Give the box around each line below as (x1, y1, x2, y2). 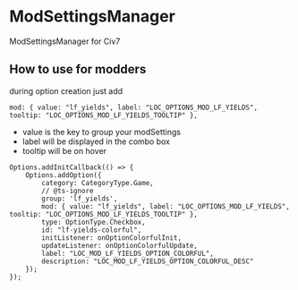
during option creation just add (9, 85, 123, 96)
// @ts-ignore (41, 186, 94, 195)
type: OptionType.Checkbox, (41, 217, 146, 226)
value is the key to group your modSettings (21, 126, 182, 137)
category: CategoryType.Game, (41, 178, 154, 187)
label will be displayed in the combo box (21, 136, 171, 147)
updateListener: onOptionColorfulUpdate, (41, 241, 199, 250)
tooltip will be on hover (21, 145, 107, 156)
